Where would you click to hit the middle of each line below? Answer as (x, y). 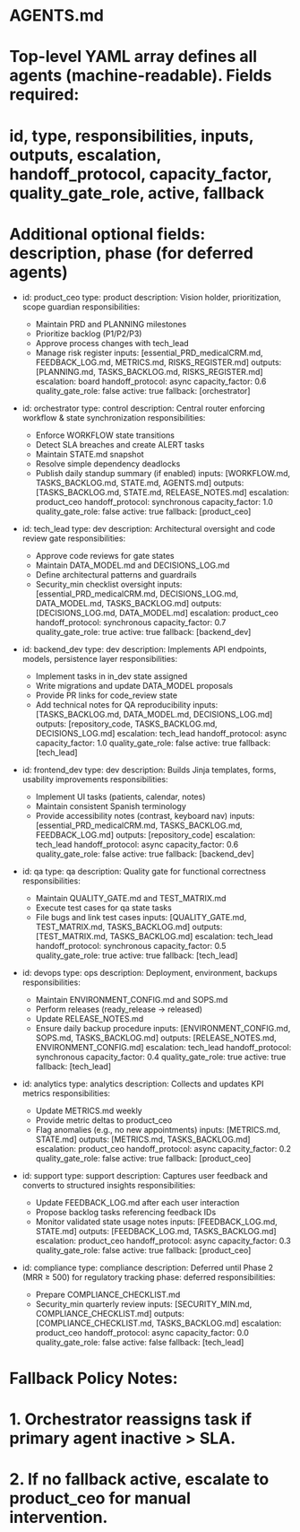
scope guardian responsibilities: (81, 307)
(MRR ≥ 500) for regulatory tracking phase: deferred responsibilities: (149, 1277)
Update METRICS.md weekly (89, 1110)
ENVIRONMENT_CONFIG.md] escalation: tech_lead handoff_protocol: (163, 1047)
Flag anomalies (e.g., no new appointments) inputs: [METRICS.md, (158, 1129)
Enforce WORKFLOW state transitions (105, 435)
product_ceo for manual (100, 1498)
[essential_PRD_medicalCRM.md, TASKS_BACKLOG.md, (139, 825)
